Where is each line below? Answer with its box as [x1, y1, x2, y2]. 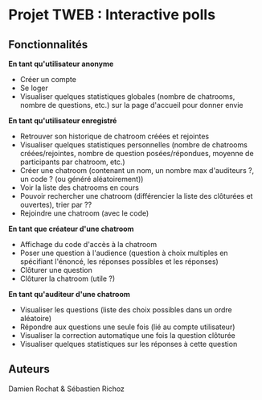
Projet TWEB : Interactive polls [8, 6, 215, 24]
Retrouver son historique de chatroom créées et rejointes [19, 131, 210, 141]
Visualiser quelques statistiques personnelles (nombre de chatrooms [19, 140, 248, 150]
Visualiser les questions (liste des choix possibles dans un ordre [19, 305, 232, 315]
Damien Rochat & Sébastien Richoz [8, 384, 125, 394]
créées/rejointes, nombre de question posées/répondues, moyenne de [19, 149, 255, 158]
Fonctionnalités [8, 38, 88, 52]
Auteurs [8, 362, 51, 376]
